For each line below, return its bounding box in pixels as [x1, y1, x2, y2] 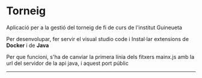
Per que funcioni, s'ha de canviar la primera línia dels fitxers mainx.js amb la [6, 53, 195, 60]
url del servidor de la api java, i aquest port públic [6, 60, 129, 67]
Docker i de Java [6, 42, 49, 49]
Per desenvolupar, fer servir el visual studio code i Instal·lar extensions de [6, 35, 189, 42]
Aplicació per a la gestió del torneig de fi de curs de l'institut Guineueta [6, 24, 182, 31]
